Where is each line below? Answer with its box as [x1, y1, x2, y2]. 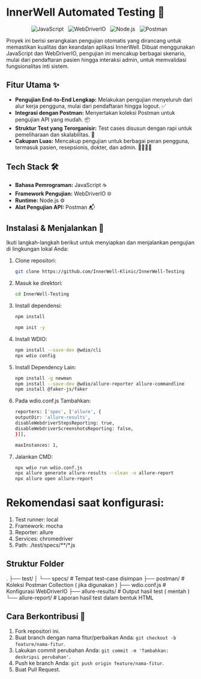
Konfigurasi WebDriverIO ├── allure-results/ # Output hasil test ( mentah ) [6, 588, 190, 595]
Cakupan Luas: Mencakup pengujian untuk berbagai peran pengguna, [14, 137, 190, 144]
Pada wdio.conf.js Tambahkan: [14, 397, 91, 405]
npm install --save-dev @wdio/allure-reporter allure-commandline [14, 381, 185, 387]
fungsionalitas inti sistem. [6, 63, 69, 70]
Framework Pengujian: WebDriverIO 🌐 [14, 189, 112, 197]
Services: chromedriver [14, 535, 73, 542]
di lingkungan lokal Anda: [6, 245, 69, 253]
